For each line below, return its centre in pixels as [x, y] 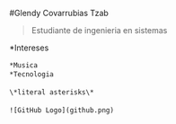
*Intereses [29, 48]
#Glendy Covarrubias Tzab [59, 13]
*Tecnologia [31, 75]
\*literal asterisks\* [52, 93]
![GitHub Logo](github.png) [62, 111]
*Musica [24, 66]
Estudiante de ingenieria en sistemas [99, 30]
